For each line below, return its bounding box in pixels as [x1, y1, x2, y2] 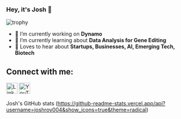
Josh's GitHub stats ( [6, 100, 58, 107]
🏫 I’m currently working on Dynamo [14, 30, 102, 37]
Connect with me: [6, 67, 74, 77]
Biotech [14, 49, 35, 57]
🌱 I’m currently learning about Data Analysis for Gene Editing [14, 37, 167, 44]
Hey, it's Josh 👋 [6, 5, 52, 14]
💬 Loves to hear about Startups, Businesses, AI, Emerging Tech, [14, 43, 175, 50]
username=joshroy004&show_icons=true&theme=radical [6, 107, 147, 114]
